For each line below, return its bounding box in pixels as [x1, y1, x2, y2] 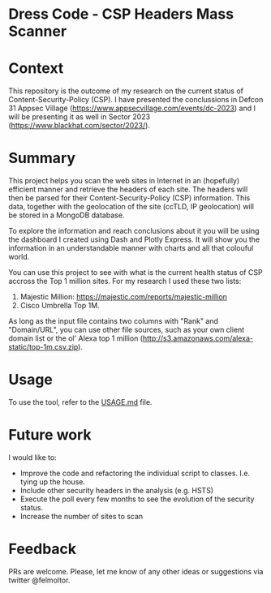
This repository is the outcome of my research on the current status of [8, 86, 244, 96]
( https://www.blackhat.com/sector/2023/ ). [8, 121, 150, 131]
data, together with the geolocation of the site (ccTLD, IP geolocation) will [8, 202, 254, 212]
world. [8, 252, 30, 262]
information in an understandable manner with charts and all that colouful [8, 243, 254, 253]
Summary [8, 149, 75, 167]
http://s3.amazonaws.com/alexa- [142, 333, 254, 343]
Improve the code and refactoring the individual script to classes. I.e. [19, 468, 250, 478]
